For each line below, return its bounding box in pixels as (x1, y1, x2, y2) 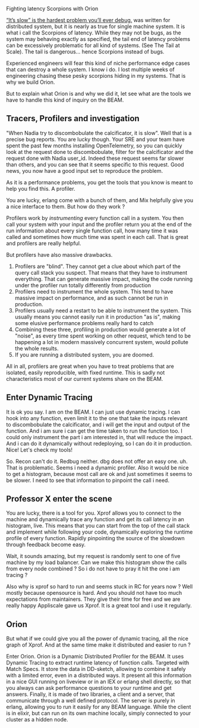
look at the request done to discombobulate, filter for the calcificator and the (6, 148, 194, 155)
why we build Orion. (6, 78, 55, 86)
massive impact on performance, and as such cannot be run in (14, 294, 168, 301)
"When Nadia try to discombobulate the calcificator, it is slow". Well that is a (6, 129, 192, 136)
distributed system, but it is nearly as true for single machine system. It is (6, 23, 185, 30)
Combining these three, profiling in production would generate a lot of (14, 326, 186, 333)
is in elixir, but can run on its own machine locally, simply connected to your (6, 710, 191, 717)
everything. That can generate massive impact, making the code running (14, 275, 193, 282)
